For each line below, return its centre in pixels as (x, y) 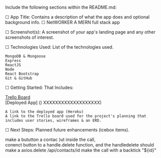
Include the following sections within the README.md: (61, 7)
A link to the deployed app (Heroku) (44, 112)
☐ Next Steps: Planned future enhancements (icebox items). (67, 130)
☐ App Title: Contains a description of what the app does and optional (77, 17)
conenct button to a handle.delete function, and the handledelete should (79, 145)
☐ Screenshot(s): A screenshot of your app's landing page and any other (80, 32)
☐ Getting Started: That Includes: (39, 88)
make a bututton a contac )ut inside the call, (50, 139)
